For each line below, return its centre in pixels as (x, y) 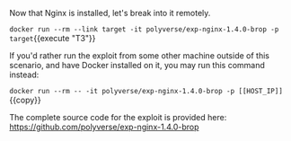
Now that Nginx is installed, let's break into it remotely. (110, 13)
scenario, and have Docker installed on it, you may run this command (137, 65)
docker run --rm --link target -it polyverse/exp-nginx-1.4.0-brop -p (144, 30)
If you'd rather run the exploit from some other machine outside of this (139, 56)
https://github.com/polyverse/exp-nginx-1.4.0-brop (104, 127)
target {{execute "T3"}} (53, 38)
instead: (24, 75)
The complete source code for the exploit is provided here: (118, 117)
